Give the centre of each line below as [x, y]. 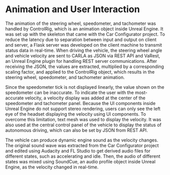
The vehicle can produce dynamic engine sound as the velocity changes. [82, 140]
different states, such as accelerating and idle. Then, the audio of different [83, 156]
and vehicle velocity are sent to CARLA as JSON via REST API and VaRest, [83, 56]
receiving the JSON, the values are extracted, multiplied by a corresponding [84, 66]
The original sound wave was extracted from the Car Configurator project [82, 145]
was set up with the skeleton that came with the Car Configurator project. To [85, 34]
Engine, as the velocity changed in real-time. [52, 167]
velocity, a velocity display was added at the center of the [85, 98]
